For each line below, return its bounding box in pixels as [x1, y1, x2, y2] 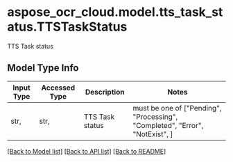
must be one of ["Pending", [132, 103, 222, 113]
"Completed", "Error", [132, 120, 204, 130]
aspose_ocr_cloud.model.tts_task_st [7, 4, 223, 20]
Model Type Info [7, 62, 79, 74]
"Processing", [132, 112, 178, 122]
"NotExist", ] [132, 129, 173, 139]
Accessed [41, 83, 75, 92]
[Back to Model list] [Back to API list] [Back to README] [7, 147, 166, 155]
